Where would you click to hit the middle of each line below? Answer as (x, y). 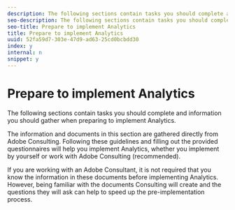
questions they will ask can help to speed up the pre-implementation (106, 192)
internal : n (24, 53)
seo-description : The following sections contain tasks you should (108, 20)
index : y (20, 46)
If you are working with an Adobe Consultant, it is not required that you (109, 170)
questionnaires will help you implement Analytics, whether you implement (113, 149)
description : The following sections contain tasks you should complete (115, 14)
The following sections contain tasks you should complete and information (114, 113)
